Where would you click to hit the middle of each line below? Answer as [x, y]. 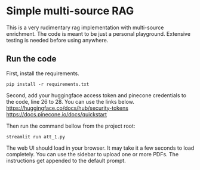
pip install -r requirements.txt [48, 84]
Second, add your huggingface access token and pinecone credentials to [96, 95]
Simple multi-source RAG [70, 11]
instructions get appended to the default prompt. [66, 160]
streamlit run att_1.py [36, 137]
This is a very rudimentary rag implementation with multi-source [85, 27]
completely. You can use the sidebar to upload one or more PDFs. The [93, 154]
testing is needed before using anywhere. [57, 40]
